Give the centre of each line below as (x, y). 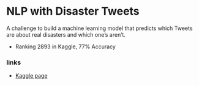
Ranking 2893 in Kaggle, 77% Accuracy (66, 46)
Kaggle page (31, 76)
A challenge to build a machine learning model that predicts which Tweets (99, 28)
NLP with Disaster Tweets (73, 11)
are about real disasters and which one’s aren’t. (66, 34)
